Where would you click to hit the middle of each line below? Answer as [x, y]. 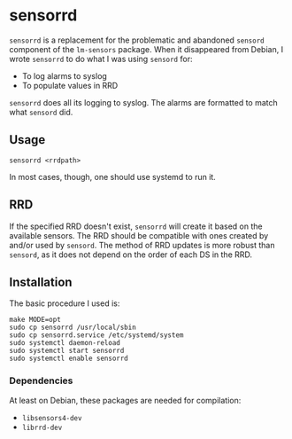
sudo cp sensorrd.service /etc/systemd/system [96, 335]
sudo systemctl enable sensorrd [69, 359]
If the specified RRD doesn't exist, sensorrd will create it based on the [136, 226]
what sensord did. [41, 112]
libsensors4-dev [52, 418]
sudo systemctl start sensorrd [67, 351]
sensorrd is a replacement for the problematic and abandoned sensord [137, 40]
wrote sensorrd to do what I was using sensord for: [101, 59]
